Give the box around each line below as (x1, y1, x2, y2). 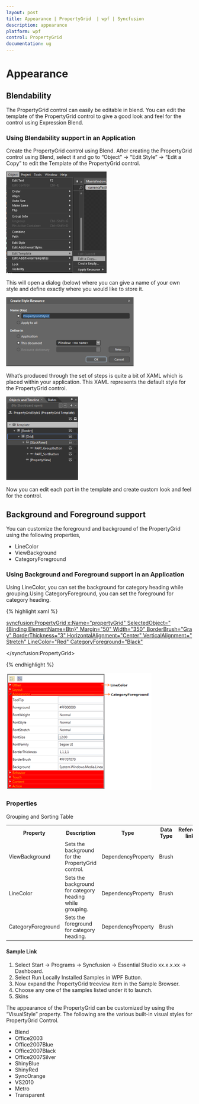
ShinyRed (14, 1066, 38, 1073)
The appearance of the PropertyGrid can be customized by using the (6, 1004, 175, 1011)
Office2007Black (14, 1047, 56, 1054)
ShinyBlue (14, 1060, 40, 1067)
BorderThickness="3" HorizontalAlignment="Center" (12, 632, 142, 639)
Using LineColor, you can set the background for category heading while (6, 584, 184, 591)
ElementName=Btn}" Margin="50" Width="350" (28, 626, 146, 633)
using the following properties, (6, 531, 81, 539)
